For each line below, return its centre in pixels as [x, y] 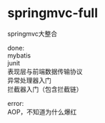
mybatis [19, 55]
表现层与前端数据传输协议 [45, 71]
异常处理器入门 [29, 80]
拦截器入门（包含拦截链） [45, 89]
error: [16, 103]
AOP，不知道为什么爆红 [42, 112]
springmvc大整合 [32, 33]
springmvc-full [53, 13]
